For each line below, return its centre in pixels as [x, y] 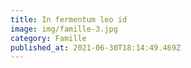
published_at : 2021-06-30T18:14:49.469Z [96, 47]
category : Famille [48, 38]
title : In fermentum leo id [69, 19]
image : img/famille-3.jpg [64, 29]
